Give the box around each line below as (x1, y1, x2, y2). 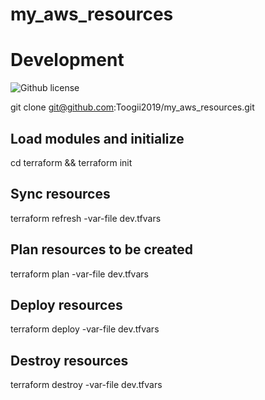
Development (10, 49, 125, 72)
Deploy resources (10, 296, 123, 313)
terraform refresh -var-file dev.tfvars (10, 212, 162, 224)
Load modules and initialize (10, 130, 185, 147)
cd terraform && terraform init (10, 156, 133, 168)
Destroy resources (10, 352, 129, 369)
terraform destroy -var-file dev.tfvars (10, 379, 163, 391)
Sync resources (10, 186, 111, 203)
